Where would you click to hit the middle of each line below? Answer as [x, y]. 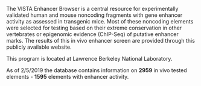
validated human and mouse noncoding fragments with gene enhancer [94, 15]
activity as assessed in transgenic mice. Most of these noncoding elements [100, 21]
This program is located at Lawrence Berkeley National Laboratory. [89, 59]
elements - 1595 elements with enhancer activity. [68, 77]
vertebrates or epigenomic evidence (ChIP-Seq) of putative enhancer [93, 34]
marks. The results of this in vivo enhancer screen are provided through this [101, 41]
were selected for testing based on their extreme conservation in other [94, 28]
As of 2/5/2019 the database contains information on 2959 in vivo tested [97, 70]
